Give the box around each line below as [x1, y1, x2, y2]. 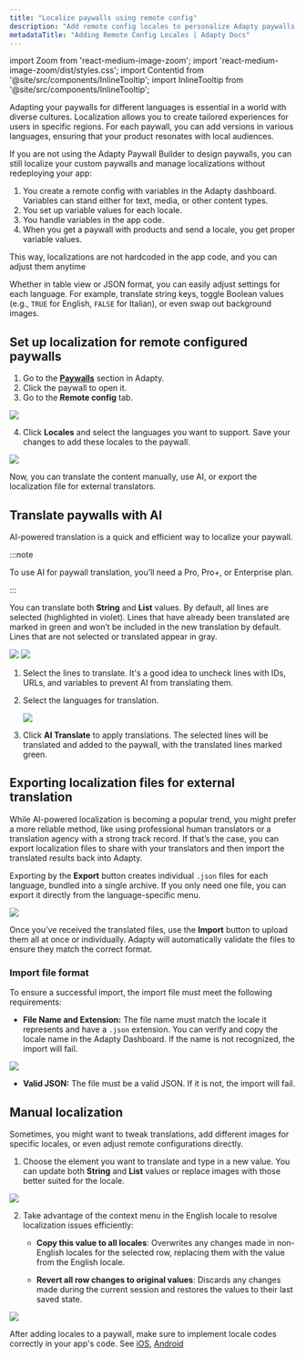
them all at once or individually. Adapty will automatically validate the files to [9, 934, 296, 944]
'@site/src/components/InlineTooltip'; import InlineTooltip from [9, 75, 244, 86]
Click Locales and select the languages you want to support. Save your [22, 427, 291, 438]
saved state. [36, 1293, 83, 1304]
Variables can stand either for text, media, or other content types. [22, 195, 269, 206]
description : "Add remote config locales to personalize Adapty [9, 22, 259, 31]
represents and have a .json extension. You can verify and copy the [22, 1024, 279, 1035]
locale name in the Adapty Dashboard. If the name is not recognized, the [22, 1034, 295, 1045]
